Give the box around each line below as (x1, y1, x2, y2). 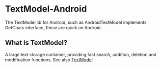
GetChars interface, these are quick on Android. (5, 24, 102, 30)
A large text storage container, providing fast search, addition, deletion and (5, 51, 157, 57)
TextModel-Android (5, 3, 87, 15)
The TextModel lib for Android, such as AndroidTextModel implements (5, 19, 147, 25)
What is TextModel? (5, 39, 68, 47)
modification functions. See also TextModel (5, 57, 93, 63)
